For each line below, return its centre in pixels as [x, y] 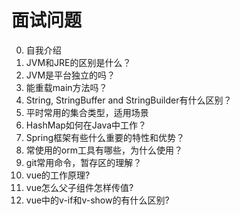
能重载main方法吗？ [66, 87]
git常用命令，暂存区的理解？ [84, 162]
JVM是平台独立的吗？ [70, 75]
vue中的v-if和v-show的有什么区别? [97, 200]
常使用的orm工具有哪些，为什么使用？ [104, 150]
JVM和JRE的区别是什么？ [78, 62]
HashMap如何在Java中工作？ [86, 125]
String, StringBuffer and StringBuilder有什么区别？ [129, 100]
